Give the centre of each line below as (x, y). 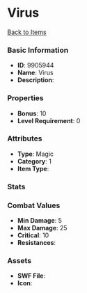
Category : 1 (34, 161)
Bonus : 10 (32, 113)
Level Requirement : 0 (49, 120)
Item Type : (33, 168)
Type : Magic (35, 154)
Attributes (25, 138)
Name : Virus (35, 73)
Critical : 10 (33, 235)
